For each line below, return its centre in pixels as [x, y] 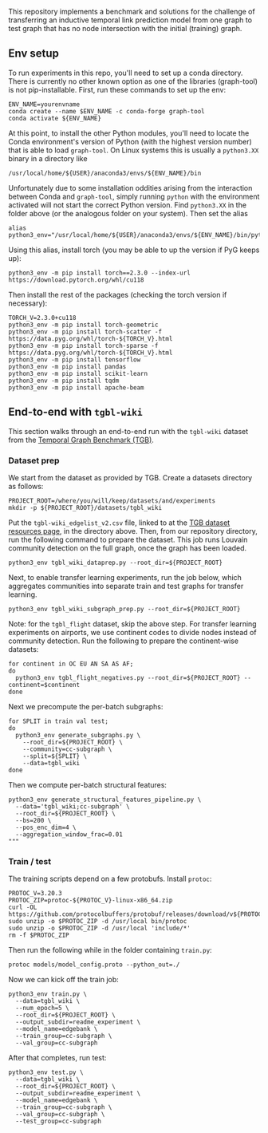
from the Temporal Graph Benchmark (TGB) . [81, 440]
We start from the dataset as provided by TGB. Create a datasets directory [130, 477]
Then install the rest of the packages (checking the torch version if [118, 294]
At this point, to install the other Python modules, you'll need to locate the [129, 133]
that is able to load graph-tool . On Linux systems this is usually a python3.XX [134, 150]
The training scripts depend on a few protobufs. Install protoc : [110, 879]
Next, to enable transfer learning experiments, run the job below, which [125, 577]
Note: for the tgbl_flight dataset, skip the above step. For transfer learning [132, 624]
